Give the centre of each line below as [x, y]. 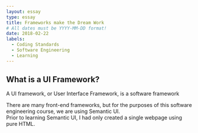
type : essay [21, 17]
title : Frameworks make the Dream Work [55, 22]
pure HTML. [21, 124]
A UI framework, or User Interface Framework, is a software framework [93, 94]
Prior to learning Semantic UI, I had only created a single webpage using [94, 118]
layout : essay [24, 12]
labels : [16, 39]
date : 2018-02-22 [27, 34]
